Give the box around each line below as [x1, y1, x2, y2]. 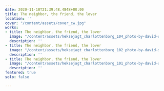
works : [5, 25, 19, 30]
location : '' [5, 16, 32, 21]
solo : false [5, 75, 29, 79]
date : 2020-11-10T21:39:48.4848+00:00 [5, 7, 84, 12]
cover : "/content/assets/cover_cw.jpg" [5, 20, 86, 26]
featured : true [5, 70, 36, 75]
